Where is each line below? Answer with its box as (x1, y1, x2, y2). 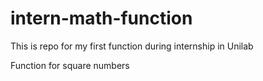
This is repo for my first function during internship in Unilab (10, 40, 254, 52)
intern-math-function (10, 7, 193, 30)
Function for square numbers (10, 59, 130, 71)
